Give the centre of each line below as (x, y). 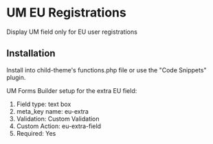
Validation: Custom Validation (58, 119)
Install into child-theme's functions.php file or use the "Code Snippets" (106, 70)
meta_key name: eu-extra (52, 111)
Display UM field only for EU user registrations (72, 32)
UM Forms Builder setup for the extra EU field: (72, 90)
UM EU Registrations (66, 13)
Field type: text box (44, 104)
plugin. (16, 77)
